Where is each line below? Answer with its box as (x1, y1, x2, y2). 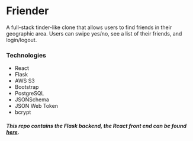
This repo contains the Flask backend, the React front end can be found (6, 122, 187, 129)
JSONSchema (14, 96, 49, 103)
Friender (6, 4, 49, 18)
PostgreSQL (14, 90, 44, 97)
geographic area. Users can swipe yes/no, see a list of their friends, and (6, 30, 182, 37)
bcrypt (14, 108, 31, 116)
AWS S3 (14, 77, 36, 84)
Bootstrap (14, 84, 39, 91)
